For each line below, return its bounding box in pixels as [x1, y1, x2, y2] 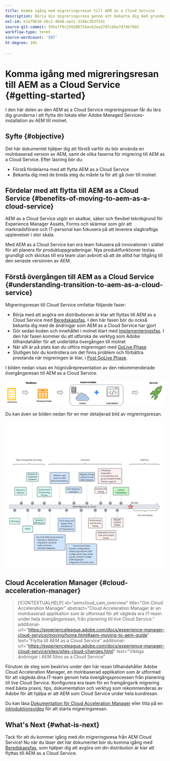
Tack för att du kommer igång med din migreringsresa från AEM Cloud [5, 734, 152, 740]
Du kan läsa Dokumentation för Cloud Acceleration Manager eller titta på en [5, 701, 163, 707]
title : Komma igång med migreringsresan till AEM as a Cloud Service [5, 8, 155, 13]
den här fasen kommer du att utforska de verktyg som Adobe [12, 333, 140, 340]
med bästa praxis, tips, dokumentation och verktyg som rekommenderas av [5, 685, 163, 691]
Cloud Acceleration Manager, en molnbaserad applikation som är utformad [5, 669, 161, 675]
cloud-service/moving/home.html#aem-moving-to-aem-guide [17, 632, 148, 638]
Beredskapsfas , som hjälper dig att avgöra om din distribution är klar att [5, 745, 154, 751]
